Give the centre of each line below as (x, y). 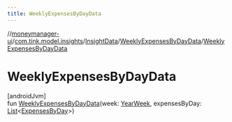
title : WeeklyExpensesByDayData (54, 14)
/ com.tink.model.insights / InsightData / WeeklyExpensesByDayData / (108, 41)
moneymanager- (35, 33)
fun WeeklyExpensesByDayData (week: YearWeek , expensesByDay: (104, 103)
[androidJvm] (27, 96)
